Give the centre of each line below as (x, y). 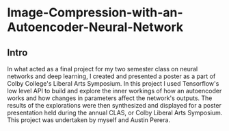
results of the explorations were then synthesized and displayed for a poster (114, 105)
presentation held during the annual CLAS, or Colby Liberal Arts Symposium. (115, 112)
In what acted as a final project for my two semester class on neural (103, 69)
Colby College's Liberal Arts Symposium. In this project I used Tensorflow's (113, 83)
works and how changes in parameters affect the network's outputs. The (110, 98)
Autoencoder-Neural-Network (95, 27)
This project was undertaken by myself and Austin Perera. (89, 120)
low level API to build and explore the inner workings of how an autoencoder (114, 91)
